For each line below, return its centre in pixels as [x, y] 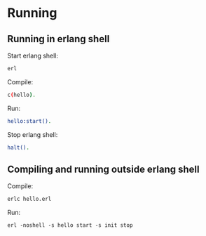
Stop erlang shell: [33, 134]
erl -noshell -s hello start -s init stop [70, 225]
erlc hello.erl [29, 199]
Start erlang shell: [33, 55]
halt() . [19, 147]
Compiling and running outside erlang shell [103, 169]
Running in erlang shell [59, 39]
